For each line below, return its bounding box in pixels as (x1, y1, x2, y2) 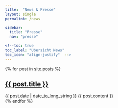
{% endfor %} (5, 98, 33, 104)
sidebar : (5, 25, 23, 30)
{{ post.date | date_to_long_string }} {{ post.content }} (5, 93, 114, 99)
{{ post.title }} (5, 80, 49, 88)
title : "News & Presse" (5, 7, 56, 12)
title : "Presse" (9, 30, 43, 35)
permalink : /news (5, 16, 41, 21)
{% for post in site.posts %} (5, 66, 61, 72)
